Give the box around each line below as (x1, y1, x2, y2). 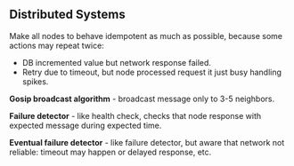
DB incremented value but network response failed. (21, 57, 212, 67)
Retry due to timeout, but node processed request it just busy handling (21, 67, 282, 77)
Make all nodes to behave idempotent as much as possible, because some (9, 30, 283, 41)
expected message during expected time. (9, 120, 162, 130)
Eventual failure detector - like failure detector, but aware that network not (9, 137, 285, 147)
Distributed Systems (9, 7, 127, 22)
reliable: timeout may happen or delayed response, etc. (9, 146, 212, 157)
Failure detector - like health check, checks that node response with (9, 110, 261, 121)
